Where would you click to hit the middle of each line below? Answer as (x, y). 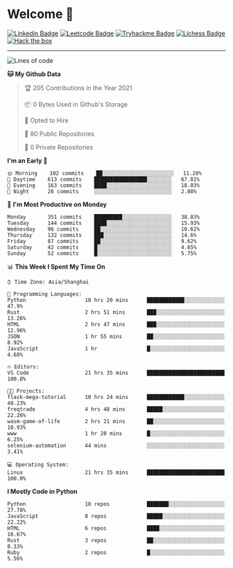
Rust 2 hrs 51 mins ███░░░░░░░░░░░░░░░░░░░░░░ (116, 312)
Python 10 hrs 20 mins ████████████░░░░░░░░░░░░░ (116, 300)
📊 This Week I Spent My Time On (56, 267)
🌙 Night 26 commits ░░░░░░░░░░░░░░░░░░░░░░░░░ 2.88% (102, 191)
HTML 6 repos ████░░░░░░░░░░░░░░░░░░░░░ (116, 528)
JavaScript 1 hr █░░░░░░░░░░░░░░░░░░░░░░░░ (116, 348)
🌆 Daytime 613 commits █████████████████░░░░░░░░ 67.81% (103, 179)
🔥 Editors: (23, 366)
